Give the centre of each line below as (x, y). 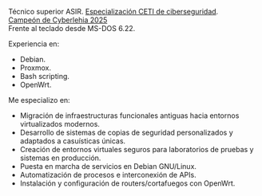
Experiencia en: (34, 44)
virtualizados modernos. (60, 124)
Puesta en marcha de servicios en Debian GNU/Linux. (108, 166)
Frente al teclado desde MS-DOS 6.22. (72, 28)
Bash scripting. (45, 76)
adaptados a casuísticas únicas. (73, 141)
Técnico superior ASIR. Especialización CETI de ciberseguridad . (113, 12)
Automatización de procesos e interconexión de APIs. (108, 175)
